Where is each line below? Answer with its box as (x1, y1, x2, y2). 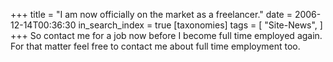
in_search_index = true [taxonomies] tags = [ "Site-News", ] (78, 19, 323, 31)
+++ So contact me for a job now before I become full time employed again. (10, 30, 323, 41)
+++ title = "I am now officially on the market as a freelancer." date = (10, 9, 293, 20)
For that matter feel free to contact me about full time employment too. (10, 40, 301, 52)
